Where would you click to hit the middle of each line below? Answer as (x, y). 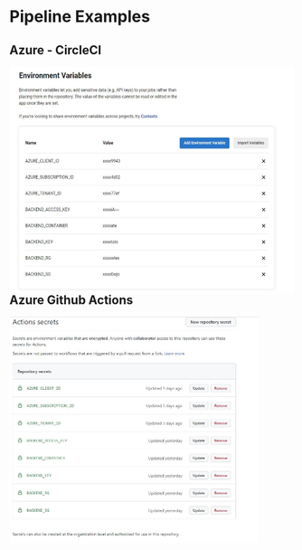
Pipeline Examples (80, 17)
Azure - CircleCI (56, 50)
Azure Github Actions (71, 300)
